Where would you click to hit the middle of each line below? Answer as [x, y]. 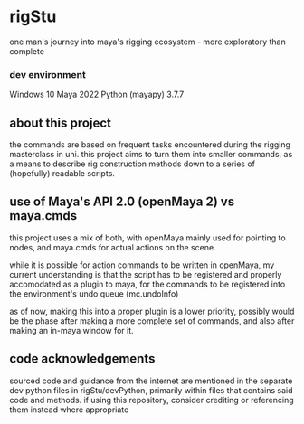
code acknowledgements [82, 359]
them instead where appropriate [69, 410]
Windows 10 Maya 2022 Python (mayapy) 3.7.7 [97, 94]
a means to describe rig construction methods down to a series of [133, 164]
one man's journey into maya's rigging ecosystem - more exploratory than [148, 42]
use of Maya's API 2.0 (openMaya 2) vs [122, 202]
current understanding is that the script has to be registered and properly [146, 274]
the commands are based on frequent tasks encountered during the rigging [150, 145]
